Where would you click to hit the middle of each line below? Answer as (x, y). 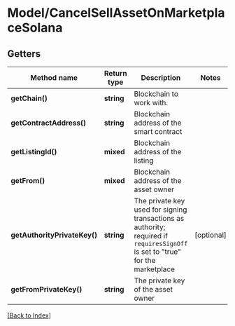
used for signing (161, 210)
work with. (151, 103)
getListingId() (34, 152)
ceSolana (35, 28)
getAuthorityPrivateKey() (54, 235)
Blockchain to (156, 94)
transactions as (159, 218)
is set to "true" (158, 252)
